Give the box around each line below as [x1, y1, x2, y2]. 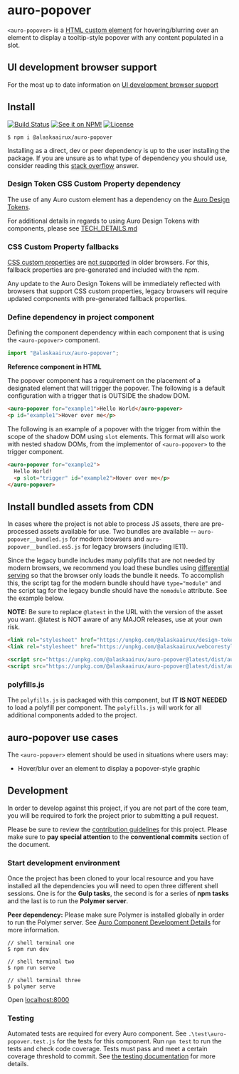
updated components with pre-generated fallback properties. [7, 295, 187, 303]
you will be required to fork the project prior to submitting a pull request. [7, 811, 219, 820]
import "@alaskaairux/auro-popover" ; [7, 349, 119, 357]
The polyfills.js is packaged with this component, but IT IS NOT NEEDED [7, 696, 228, 705]
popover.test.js [7, 1038, 55, 1046]
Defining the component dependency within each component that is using [7, 328, 225, 337]
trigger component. [7, 448, 64, 456]
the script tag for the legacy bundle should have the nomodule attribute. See [7, 586, 228, 595]
